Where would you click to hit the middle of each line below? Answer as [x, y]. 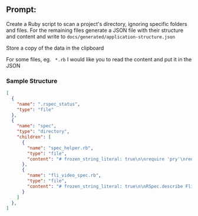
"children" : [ [34, 137]
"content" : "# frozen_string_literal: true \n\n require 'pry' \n [106, 159]
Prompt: [21, 10]
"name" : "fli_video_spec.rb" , [64, 176]
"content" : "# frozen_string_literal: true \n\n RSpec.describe [105, 186]
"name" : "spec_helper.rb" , [60, 148]
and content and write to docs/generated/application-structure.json [91, 36]
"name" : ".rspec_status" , [49, 104]
